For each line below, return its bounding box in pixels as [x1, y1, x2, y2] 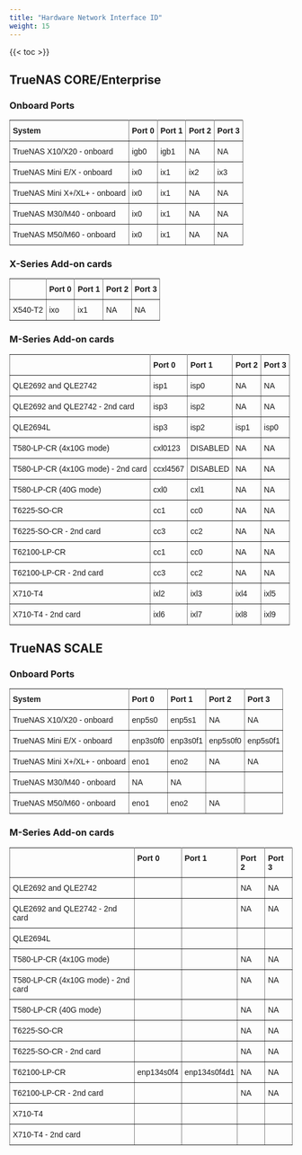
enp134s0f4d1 [183, 1067, 235, 1077]
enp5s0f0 [209, 736, 242, 746]
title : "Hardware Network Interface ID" [9, 13, 164, 22]
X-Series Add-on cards [9, 258, 112, 271]
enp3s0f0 [131, 736, 164, 746]
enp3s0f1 [170, 736, 204, 746]
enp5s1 [170, 715, 197, 725]
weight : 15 [9, 22, 50, 31]
